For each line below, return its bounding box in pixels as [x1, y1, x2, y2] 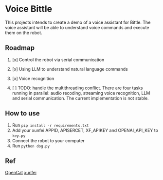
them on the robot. [5, 30, 42, 35]
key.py [12, 133, 26, 138]
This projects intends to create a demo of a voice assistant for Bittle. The [5, 19, 151, 25]
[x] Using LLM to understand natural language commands [12, 66, 128, 72]
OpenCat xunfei [5, 170, 36, 176]
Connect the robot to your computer [12, 137, 85, 144]
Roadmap [5, 44, 35, 52]
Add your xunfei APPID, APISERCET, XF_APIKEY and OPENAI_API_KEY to [12, 127, 158, 133]
